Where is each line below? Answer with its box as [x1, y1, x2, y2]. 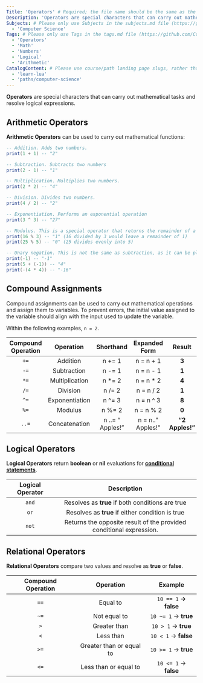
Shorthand [96, 342, 128, 351]
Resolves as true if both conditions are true [64, 498, 187, 507]
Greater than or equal [80, 642, 141, 650]
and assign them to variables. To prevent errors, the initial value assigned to [6, 306, 195, 313]
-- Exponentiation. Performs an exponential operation [6, 211, 147, 217]
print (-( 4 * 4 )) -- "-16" [6, 267, 71, 273]
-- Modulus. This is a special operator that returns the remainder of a [6, 228, 196, 234]
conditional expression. [92, 525, 158, 534]
